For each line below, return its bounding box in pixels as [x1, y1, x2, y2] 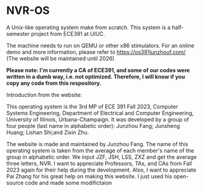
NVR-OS [6, 4, 50, 18]
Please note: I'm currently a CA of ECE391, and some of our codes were [6, 66, 190, 73]
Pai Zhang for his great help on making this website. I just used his [6, 172, 173, 179]
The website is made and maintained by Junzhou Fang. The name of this [6, 140, 188, 147]
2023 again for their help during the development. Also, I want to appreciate [6, 166, 196, 173]
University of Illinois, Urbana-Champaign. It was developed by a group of [6, 116, 190, 123]
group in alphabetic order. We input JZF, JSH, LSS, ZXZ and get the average [6, 153, 197, 161]
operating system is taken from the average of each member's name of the [6, 147, 194, 154]
